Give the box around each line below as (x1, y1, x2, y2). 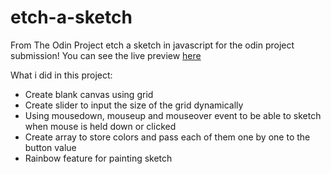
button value (24, 141, 77, 153)
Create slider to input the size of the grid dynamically (24, 99, 244, 111)
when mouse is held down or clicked (24, 120, 177, 132)
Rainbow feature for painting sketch (24, 152, 173, 164)
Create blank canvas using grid (24, 88, 154, 100)
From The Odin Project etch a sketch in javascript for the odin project (10, 39, 295, 51)
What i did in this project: (10, 69, 113, 81)
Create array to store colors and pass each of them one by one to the (24, 131, 311, 143)
